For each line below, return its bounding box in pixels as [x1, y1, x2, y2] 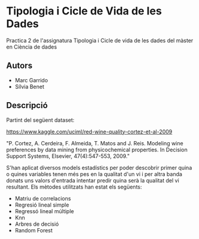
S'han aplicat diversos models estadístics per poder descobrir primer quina [6, 164, 192, 171]
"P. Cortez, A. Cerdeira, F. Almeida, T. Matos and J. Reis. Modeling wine [6, 139, 184, 147]
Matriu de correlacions [14, 195, 71, 202]
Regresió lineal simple [14, 201, 70, 208]
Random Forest [14, 226, 53, 234]
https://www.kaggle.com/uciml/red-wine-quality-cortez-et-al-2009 [6, 128, 173, 135]
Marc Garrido [14, 76, 48, 83]
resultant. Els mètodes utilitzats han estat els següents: [6, 183, 142, 190]
